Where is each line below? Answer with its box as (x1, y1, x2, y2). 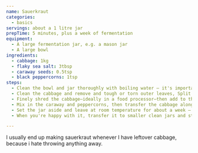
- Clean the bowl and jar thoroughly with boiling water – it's (11, 85, 173, 91)
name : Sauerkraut (6, 8, 49, 15)
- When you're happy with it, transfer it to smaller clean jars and (11, 112, 186, 118)
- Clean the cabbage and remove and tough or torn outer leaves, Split (11, 91, 192, 97)
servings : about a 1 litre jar (6, 25, 83, 31)
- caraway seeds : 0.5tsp (11, 69, 72, 75)
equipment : (6, 36, 33, 42)
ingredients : (6, 52, 38, 58)
